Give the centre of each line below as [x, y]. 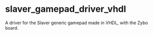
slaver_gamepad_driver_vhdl [66, 9]
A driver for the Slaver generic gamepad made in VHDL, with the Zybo [76, 23]
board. [12, 28]
